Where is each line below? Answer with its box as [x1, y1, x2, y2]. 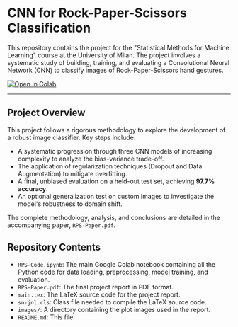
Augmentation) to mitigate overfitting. [17, 169, 127, 178]
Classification [7, 20, 91, 36]
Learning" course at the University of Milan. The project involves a [7, 51, 201, 59]
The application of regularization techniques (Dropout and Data [17, 161, 203, 171]
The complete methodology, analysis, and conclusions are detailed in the [7, 213, 221, 222]
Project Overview [7, 107, 86, 119]
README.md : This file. [17, 313, 76, 321]
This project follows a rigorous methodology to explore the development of [7, 125, 226, 134]
